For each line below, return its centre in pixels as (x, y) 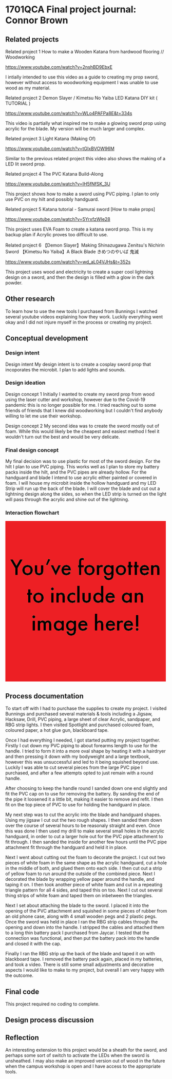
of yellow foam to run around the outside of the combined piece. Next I (80, 874)
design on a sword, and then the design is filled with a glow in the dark (80, 277)
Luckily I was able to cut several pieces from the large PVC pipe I (74, 768)
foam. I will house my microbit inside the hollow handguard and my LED (81, 483)
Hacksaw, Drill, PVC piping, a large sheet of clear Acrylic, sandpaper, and (83, 720)
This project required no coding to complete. (53, 1004)
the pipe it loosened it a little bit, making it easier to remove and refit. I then (84, 799)
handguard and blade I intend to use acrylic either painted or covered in (81, 478)
